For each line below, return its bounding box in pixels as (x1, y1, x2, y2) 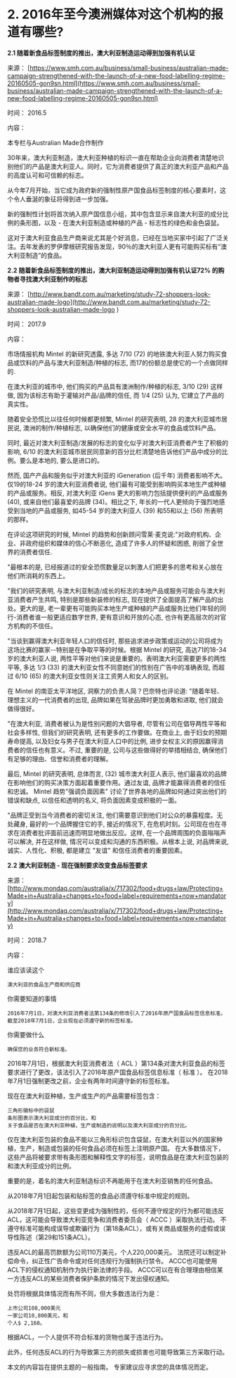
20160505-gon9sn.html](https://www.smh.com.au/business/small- (7, 79, 201, 87)
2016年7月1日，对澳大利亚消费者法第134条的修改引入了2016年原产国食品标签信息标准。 (7, 1010, 226, 1017)
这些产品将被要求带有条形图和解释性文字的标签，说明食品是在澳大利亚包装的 (7, 1153, 229, 1161)
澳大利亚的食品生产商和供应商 (7, 981, 81, 988)
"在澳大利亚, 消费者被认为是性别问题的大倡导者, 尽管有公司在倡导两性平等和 (7, 719, 227, 727)
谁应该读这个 (7, 965, 44, 974)
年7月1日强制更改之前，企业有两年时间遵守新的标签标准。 (7, 1077, 173, 1085)
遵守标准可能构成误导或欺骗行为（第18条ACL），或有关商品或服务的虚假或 (7, 1224, 220, 1232)
